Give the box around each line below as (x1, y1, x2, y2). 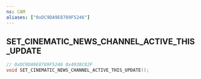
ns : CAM (6, 8, 26, 15)
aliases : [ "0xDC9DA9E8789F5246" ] (6, 14, 90, 20)
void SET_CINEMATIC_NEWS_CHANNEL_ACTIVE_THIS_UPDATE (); (6, 67, 149, 74)
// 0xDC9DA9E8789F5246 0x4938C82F (6, 62, 93, 68)
